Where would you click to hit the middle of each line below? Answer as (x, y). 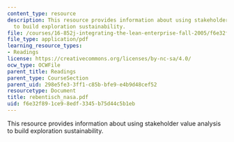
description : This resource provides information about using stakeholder (118, 20)
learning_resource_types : (45, 46)
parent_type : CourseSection (48, 78)
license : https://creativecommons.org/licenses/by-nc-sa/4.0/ (99, 59)
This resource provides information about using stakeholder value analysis (114, 123)
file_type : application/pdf (48, 39)
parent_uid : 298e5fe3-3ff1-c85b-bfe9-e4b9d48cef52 (82, 85)
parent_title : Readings (42, 71)
